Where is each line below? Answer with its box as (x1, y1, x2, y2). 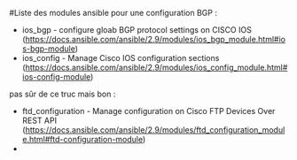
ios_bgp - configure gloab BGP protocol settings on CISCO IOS (21, 25, 253, 34)
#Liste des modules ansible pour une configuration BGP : (9, 8, 217, 18)
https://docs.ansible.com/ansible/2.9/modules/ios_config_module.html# (25, 62, 288, 72)
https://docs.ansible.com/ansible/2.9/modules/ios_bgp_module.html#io (25, 34, 286, 44)
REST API (21, 115, 58, 126)
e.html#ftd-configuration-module (21, 134, 144, 144)
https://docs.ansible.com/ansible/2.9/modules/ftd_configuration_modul (25, 125, 285, 135)
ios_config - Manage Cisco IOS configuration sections (21, 53, 220, 63)
